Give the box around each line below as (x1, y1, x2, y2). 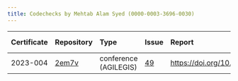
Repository (55, 37, 93, 46)
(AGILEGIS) (99, 62, 137, 72)
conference (99, 54, 138, 63)
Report (170, 37, 194, 46)
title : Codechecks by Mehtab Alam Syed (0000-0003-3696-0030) (7, 10, 195, 18)
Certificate (11, 37, 48, 46)
